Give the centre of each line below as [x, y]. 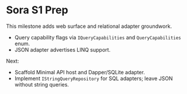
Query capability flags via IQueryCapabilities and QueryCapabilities [98, 37]
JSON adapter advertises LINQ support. [63, 49]
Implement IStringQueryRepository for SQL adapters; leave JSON [94, 78]
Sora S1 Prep [37, 10]
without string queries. [41, 84]
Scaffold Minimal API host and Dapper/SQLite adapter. [79, 72]
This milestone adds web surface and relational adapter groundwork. [89, 26]
